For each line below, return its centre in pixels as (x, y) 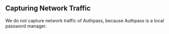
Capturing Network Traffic (48, 8)
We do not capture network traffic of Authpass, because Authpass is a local (85, 20)
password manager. (26, 26)
